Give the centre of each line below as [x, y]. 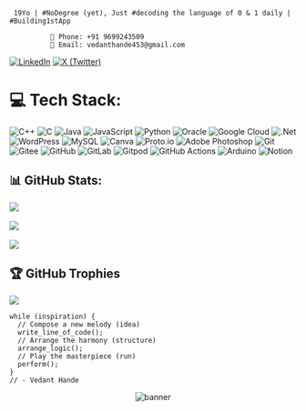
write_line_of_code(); [61, 332]
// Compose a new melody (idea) [79, 324]
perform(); [38, 364]
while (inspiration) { [52, 316]
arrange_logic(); [51, 348]
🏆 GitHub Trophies [65, 274]
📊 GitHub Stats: [56, 180]
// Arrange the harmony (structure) [87, 340]
